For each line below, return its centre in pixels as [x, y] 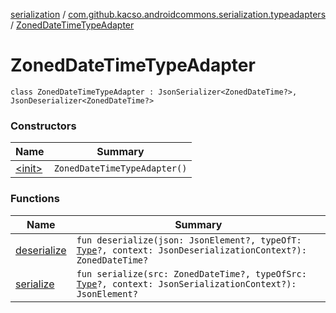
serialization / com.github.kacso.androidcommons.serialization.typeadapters [168, 14]
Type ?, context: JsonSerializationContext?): [186, 283]
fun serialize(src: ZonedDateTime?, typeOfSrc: [191, 273]
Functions [35, 199]
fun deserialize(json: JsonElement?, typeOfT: [189, 240]
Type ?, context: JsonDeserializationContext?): [191, 250]
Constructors [43, 126]
